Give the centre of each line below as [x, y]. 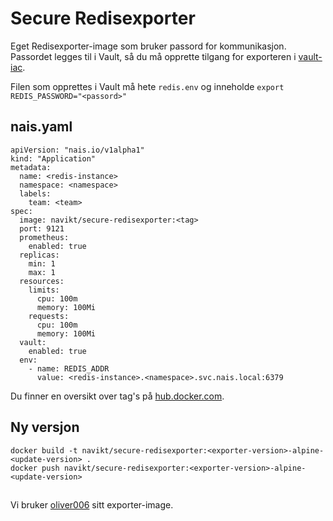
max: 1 [42, 272]
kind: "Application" [53, 158]
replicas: [39, 255]
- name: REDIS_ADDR [69, 368]
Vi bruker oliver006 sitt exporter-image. [92, 504]
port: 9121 [42, 228]
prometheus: [44, 237]
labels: [35, 193]
